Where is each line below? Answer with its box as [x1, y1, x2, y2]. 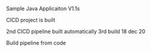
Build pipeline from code [6, 40, 67, 46]
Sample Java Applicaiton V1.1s [6, 5, 80, 12]
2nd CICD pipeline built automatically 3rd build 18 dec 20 [6, 28, 146, 35]
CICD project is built [6, 17, 55, 23]
